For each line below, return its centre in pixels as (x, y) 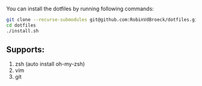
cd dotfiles (21, 25)
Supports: (26, 50)
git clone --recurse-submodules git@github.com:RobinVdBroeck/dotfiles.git (103, 20)
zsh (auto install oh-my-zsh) (50, 64)
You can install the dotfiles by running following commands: (80, 9)
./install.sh (23, 31)
